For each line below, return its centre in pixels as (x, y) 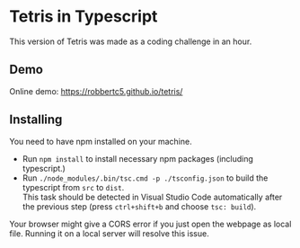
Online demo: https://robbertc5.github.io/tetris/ (96, 91)
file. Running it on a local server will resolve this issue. (109, 233)
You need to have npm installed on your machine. (101, 141)
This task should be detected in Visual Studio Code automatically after (152, 197)
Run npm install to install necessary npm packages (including (138, 158)
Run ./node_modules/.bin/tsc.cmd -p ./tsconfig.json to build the (145, 178)
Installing (36, 120)
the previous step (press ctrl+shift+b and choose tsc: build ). (139, 206)
